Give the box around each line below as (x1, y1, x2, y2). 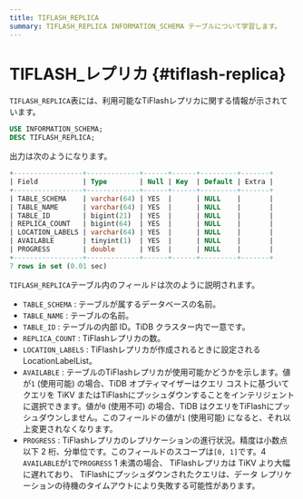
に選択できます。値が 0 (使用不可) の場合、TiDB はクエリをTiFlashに (22, 400, 275, 411)
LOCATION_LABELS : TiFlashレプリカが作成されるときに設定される (22, 344, 261, 355)
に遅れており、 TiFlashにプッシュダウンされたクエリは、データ (22, 468, 259, 479)
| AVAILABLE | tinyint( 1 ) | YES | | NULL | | (9, 237, 274, 246)
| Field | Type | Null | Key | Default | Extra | (9, 178, 274, 187)
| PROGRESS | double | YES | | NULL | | (9, 245, 274, 254)
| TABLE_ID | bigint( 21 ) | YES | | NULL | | (9, 210, 274, 220)
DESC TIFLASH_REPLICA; (9, 133, 95, 142)
